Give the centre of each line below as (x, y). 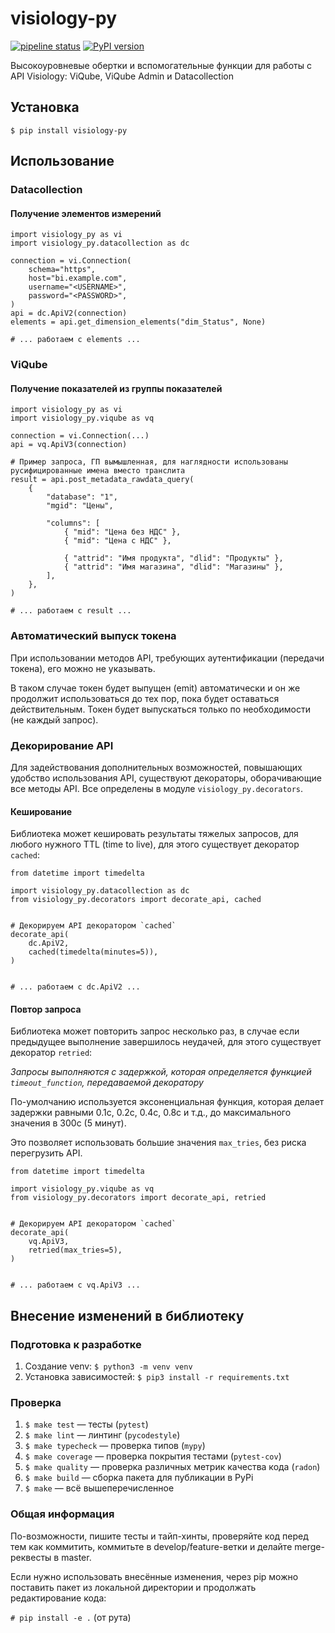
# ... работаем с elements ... (75, 340)
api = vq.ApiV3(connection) (69, 445)
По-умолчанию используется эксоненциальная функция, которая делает (167, 1102)
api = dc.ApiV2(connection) (69, 313)
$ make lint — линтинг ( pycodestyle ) (102, 1435)
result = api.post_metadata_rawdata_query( (102, 480)
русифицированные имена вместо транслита (98, 471)
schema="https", (62, 270)
